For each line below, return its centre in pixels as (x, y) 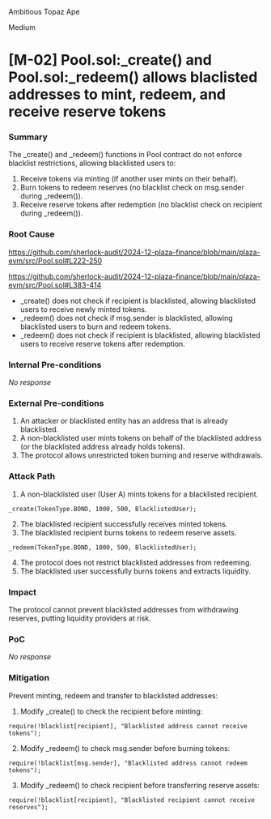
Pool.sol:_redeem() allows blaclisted (133, 77)
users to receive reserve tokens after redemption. (103, 343)
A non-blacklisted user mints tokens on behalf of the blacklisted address (141, 438)
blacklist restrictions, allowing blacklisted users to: (92, 163)
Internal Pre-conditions (55, 365)
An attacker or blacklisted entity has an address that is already (124, 421)
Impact (23, 592)
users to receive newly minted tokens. (83, 309)
